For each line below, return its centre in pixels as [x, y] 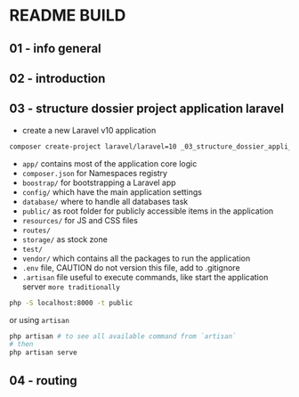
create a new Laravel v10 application [89, 130]
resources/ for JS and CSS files [80, 220]
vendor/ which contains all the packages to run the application [136, 258]
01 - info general [56, 49]
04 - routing [43, 381]
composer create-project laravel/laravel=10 [93, 146]
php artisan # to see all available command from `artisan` [123, 336]
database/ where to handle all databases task [105, 201]
